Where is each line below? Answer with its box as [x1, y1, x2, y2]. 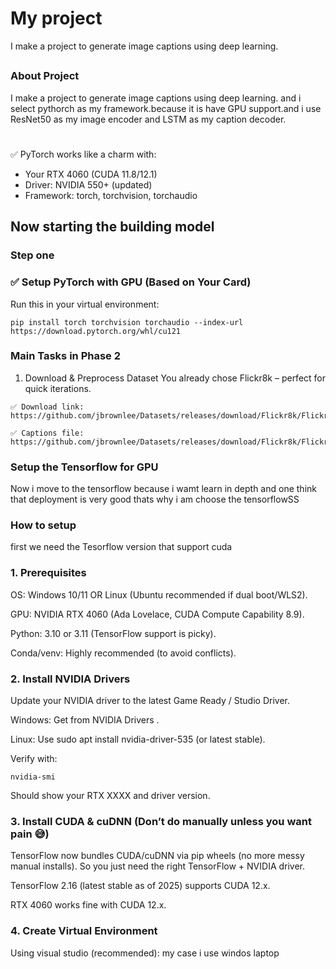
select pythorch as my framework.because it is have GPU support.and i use [10, 102, 322, 114]
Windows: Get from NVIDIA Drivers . [10, 713, 160, 726]
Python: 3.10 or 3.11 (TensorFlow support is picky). [10, 627, 217, 639]
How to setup [10, 518, 77, 532]
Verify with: [10, 752, 58, 764]
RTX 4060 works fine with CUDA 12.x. [10, 899, 167, 911]
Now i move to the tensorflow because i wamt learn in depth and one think [10, 483, 317, 495]
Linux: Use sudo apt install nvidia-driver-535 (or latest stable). [10, 733, 266, 745]
